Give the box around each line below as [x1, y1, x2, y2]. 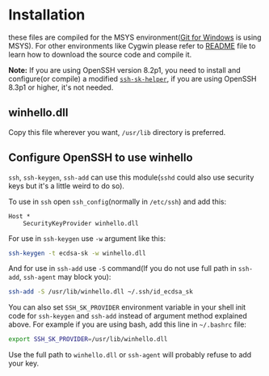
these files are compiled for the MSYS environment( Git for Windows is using [8, 32, 262, 42]
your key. [8, 358, 40, 369]
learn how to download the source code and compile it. [8, 49, 192, 59]
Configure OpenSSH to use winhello [8, 151, 193, 165]
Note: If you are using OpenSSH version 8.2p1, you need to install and [8, 65, 241, 74]
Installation [8, 6, 86, 24]
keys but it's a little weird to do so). [8, 180, 125, 191]
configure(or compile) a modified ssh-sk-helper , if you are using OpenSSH [8, 74, 257, 83]
